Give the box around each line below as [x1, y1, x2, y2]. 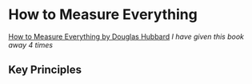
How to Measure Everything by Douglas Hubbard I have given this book [8, 32, 245, 41]
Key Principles [8, 63, 82, 77]
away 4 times [8, 40, 54, 49]
